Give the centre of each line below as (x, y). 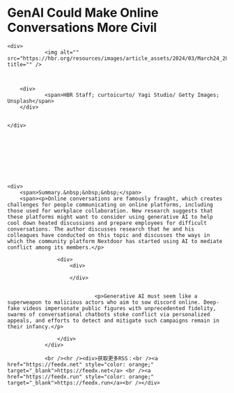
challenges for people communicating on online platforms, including (110, 205)
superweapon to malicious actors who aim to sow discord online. (104, 302)
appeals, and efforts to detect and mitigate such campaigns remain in (113, 321)
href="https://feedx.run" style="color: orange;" (81, 377)
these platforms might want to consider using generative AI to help (110, 217)
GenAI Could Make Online (83, 13)
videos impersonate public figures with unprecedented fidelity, (119, 308)
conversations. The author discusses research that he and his (101, 229)
